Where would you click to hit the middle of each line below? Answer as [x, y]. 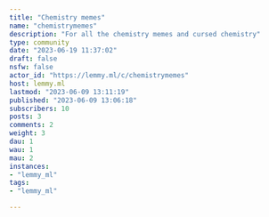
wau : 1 [21, 149]
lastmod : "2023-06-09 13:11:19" [69, 92]
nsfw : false [31, 68]
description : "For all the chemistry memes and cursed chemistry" [135, 34]
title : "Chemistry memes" [57, 17]
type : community [39, 42]
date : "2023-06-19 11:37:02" [63, 51]
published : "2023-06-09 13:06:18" [73, 100]
